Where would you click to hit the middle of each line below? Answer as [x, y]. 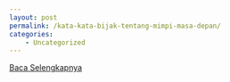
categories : [31, 34]
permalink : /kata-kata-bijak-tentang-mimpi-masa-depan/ [115, 26]
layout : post [33, 17]
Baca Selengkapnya [46, 68]
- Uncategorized [56, 42]
